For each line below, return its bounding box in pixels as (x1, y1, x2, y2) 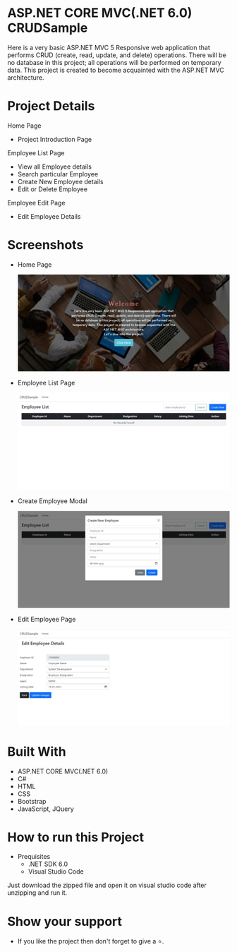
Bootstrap (17, 797, 47, 805)
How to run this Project (7, 829, 145, 845)
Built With (7, 743, 66, 759)
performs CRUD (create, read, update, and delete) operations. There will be (7, 51, 227, 59)
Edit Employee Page (17, 615, 76, 623)
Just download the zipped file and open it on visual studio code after (7, 881, 207, 890)
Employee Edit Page (7, 198, 66, 207)
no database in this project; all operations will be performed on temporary (7, 58, 221, 66)
